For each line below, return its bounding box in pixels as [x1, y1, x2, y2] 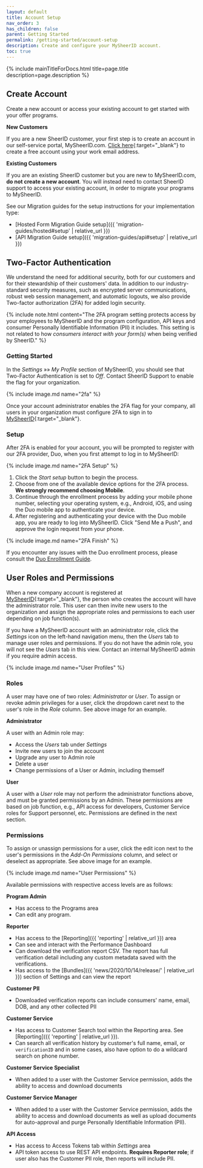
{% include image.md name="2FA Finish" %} [6, 537, 119, 544]
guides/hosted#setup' [15, 227, 71, 234]
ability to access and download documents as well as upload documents [15, 1112, 197, 1120]
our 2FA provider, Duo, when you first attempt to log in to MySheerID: [6, 450, 179, 458]
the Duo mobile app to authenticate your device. [15, 506, 136, 513]
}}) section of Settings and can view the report [15, 973, 131, 981]
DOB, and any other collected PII [15, 1003, 97, 1010]
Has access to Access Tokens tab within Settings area [15, 1142, 151, 1149]
